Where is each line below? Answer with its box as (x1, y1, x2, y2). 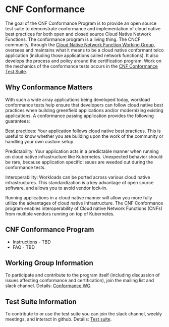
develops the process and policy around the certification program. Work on (5, 58, 161, 64)
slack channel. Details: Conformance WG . (5, 283, 92, 289)
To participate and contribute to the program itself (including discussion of (5, 272, 160, 278)
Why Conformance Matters (5, 83, 93, 92)
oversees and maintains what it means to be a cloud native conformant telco (5, 47, 164, 53)
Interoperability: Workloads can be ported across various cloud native (5, 174, 150, 180)
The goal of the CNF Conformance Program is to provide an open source (5, 20, 157, 26)
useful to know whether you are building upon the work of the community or (5, 133, 164, 139)
